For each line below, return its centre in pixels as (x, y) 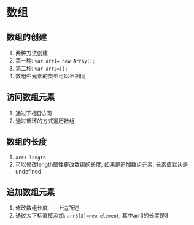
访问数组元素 (31, 97)
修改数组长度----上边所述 (47, 208)
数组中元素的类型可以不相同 (50, 76)
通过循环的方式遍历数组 (45, 121)
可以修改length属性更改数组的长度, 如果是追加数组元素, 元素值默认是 (102, 164)
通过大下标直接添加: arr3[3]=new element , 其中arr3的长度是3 (92, 216)
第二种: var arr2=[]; (41, 68)
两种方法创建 (31, 53)
